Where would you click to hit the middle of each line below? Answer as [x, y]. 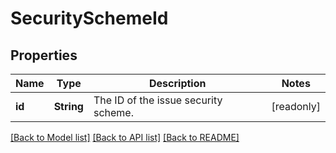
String [68, 106]
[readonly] [296, 106]
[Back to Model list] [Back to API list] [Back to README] [125, 137]
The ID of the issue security [158, 100]
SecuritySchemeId [89, 18]
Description [178, 83]
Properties [44, 55]
